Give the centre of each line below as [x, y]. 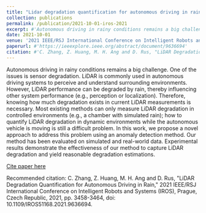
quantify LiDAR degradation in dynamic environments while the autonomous [102, 122]
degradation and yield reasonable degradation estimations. [81, 154]
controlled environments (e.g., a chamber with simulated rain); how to [94, 115]
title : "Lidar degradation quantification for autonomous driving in [97, 12]
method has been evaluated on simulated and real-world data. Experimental [102, 141]
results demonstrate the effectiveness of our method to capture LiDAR [95, 147]
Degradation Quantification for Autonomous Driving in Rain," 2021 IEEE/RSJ [101, 184]
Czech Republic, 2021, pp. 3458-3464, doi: [61, 198]
